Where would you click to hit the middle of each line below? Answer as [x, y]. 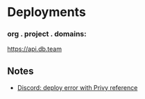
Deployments [47, 12]
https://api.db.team [35, 49]
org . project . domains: [47, 34]
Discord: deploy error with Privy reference [77, 88]
